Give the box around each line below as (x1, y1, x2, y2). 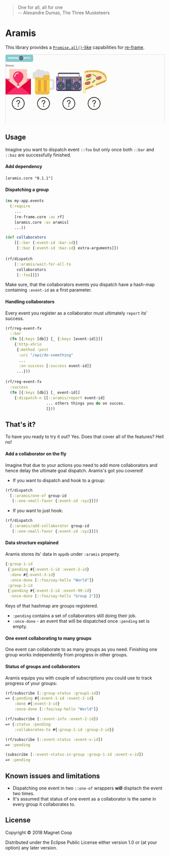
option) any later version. (5, 844, 57, 850)
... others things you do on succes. (46, 401, 125, 406)
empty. (12, 623, 27, 629)
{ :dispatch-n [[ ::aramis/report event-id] (14, 395, 105, 400)
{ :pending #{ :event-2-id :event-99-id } (7, 588, 92, 593)
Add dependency (5, 164, 42, 170)
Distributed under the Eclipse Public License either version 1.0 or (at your (5, 839, 157, 845)
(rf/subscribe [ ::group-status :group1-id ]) (5, 690, 101, 695)
